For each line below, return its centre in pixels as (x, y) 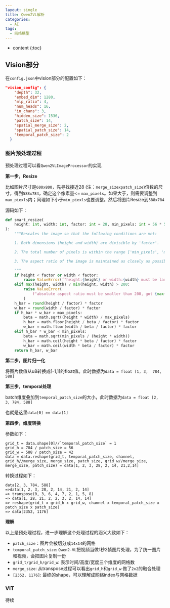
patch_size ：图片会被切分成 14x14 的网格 (54, 543)
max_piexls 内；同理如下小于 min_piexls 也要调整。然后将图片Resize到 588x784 (85, 199)
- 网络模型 (20, 33)
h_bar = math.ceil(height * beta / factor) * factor (80, 341)
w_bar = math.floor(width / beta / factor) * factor (80, 327)
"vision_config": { (26, 88)
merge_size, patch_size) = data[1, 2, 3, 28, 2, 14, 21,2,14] (72, 466)
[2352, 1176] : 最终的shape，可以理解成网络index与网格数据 (75, 575)
